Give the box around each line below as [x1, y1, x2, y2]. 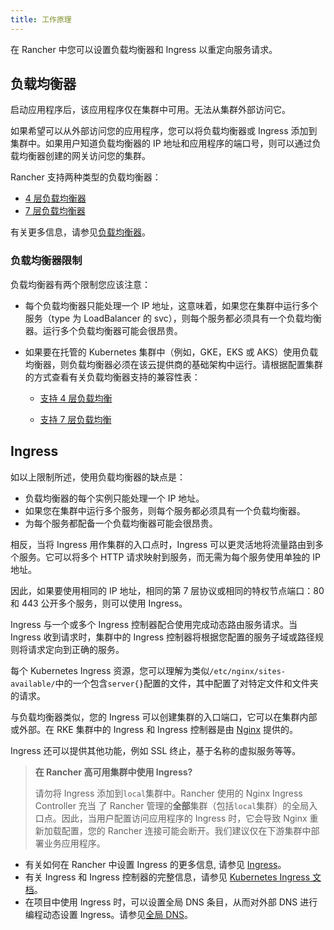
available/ [10, 679, 56, 689]
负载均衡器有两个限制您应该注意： [10, 278, 151, 290]
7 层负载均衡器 [24, 205, 86, 217]
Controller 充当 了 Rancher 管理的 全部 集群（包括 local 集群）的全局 [34, 799, 310, 811]
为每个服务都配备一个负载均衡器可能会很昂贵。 [24, 517, 218, 529]
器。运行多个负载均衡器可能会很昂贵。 [24, 324, 183, 336]
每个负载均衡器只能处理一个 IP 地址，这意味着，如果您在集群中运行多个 [24, 299, 319, 311]
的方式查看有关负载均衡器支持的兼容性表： [24, 371, 201, 383]
